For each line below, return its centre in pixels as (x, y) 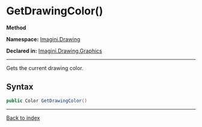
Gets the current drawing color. (45, 68)
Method (16, 28)
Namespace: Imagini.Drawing (43, 39)
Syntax (20, 87)
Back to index (23, 117)
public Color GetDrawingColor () (47, 101)
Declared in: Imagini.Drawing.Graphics (54, 51)
